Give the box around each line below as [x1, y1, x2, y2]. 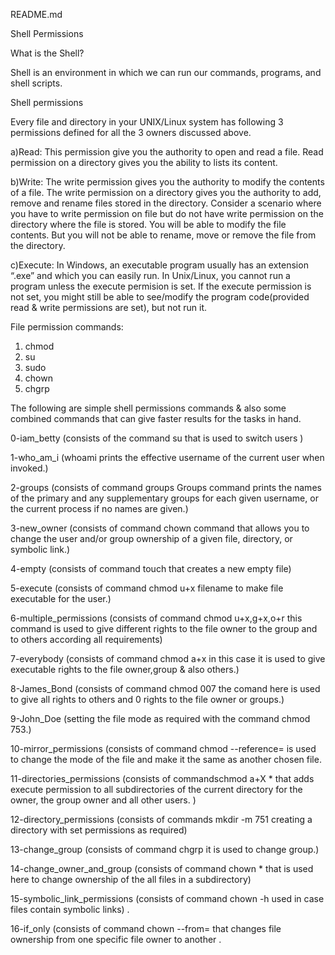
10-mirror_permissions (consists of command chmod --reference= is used [10, 743, 317, 754]
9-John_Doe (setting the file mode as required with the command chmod [10, 713, 311, 724]
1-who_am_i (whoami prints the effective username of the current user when [10, 452, 325, 463]
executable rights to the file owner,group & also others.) [10, 664, 240, 675]
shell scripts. [10, 77, 63, 89]
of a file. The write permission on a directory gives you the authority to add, [10, 187, 322, 198]
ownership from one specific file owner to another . [10, 934, 222, 945]
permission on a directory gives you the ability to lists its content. [10, 157, 278, 168]
